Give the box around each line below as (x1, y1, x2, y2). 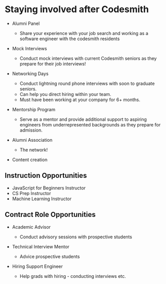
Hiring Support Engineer (12, 263, 63, 269)
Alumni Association (12, 137, 53, 143)
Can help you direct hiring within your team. (19, 91, 112, 97)
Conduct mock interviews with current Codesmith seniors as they (19, 55, 157, 61)
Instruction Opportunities (5, 171, 87, 180)
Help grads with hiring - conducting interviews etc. (19, 273, 126, 279)
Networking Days (12, 70, 49, 77)
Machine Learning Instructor (12, 196, 72, 202)
